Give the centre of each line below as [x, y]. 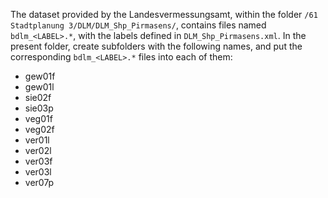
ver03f [38, 161]
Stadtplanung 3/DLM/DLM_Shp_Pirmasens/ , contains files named [138, 25]
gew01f [40, 76]
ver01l [37, 140]
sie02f [38, 97]
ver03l [38, 172]
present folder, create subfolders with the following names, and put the [156, 46]
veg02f [39, 129]
